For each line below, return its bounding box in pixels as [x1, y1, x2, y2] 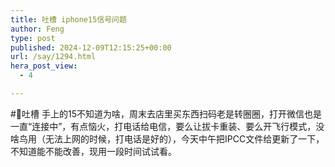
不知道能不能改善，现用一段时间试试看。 [10, 145, 177, 157]
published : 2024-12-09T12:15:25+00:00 [10, 42, 172, 53]
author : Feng [10, 24, 65, 34]
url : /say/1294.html [10, 52, 97, 62]
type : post [10, 33, 56, 43]
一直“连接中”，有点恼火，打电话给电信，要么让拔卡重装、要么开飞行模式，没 [10, 120, 325, 132]
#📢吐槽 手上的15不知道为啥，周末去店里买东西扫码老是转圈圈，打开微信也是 [10, 107, 322, 120]
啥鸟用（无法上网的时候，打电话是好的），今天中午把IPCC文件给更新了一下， [10, 132, 325, 145]
